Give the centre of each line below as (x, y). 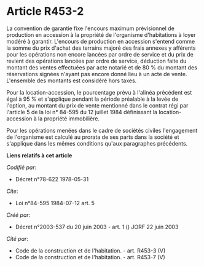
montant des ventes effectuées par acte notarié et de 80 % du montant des (102, 67)
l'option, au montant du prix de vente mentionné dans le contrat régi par (97, 105)
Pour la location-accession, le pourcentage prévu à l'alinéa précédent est (99, 92)
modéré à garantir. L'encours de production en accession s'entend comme (101, 41)
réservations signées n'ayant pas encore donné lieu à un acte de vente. (97, 74)
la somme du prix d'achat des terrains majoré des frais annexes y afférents (101, 48)
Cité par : (18, 238)
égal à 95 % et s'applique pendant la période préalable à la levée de (92, 99)
